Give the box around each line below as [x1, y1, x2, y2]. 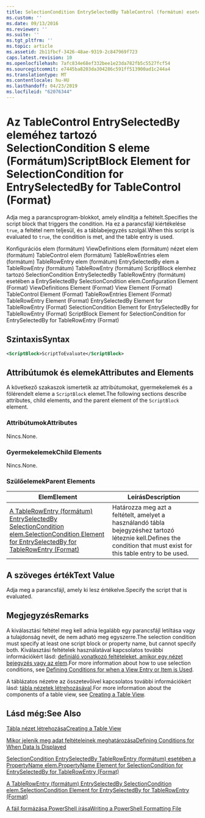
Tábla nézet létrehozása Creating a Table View [6, 724, 122, 732]
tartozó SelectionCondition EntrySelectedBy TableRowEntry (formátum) [6, 271, 186, 278]
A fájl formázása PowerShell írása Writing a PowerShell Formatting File [6, 805, 182, 812]
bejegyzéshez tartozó [112, 526, 174, 535]
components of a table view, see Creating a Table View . [6, 691, 146, 698]
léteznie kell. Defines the [112, 534, 181, 542]
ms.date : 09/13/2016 [6, 20, 59, 26]
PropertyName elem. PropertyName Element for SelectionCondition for [6, 761, 184, 769]
